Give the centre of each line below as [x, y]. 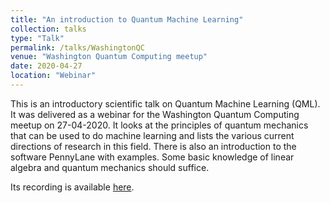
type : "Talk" [37, 38]
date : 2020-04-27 [46, 66]
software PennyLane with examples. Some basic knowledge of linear [152, 157]
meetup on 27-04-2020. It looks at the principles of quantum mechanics [159, 125]
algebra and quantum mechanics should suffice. [110, 167]
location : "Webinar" [53, 76]
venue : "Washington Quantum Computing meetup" [109, 57]
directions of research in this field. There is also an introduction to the [153, 146]
